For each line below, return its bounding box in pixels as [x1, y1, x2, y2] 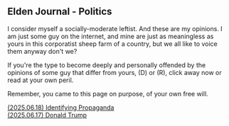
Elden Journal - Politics [7, 6, 112, 18]
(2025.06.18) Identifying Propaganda [7, 103, 114, 112]
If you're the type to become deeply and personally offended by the [7, 60, 206, 69]
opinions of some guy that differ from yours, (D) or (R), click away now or [7, 68, 222, 76]
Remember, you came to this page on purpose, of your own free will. [7, 89, 208, 98]
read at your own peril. [7, 76, 74, 84]
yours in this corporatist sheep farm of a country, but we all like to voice [7, 39, 218, 48]
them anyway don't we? [7, 47, 78, 55]
